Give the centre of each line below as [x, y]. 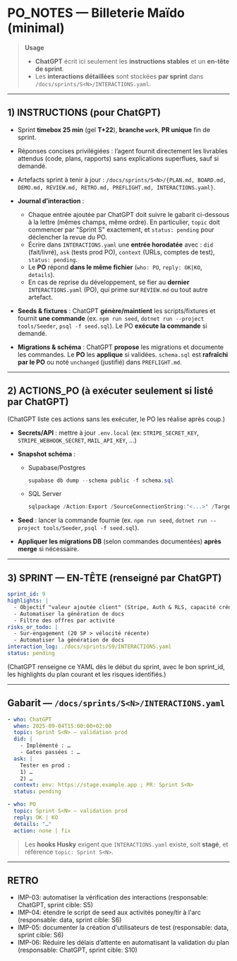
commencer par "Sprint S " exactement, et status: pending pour [121, 229]
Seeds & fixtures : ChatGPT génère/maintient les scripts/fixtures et [116, 311]
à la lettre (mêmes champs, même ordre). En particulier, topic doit [124, 222]
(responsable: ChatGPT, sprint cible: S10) [77, 950]
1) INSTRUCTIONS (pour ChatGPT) [84, 113]
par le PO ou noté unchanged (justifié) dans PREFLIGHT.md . [99, 362]
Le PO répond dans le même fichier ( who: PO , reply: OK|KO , [115, 267]
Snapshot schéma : [47, 454]
